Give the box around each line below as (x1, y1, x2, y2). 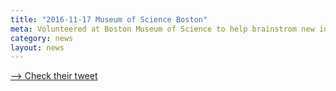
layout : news (10, 42, 65, 53)
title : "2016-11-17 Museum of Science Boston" (10, 14, 208, 25)
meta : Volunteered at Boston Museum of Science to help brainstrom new (10, 24, 315, 34)
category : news (10, 33, 74, 43)
